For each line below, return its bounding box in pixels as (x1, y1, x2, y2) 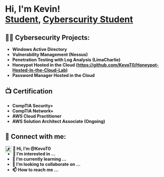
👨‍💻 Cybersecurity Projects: (5, 33, 90, 42)
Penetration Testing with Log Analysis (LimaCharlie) (12, 57, 121, 62)
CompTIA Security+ (12, 102, 54, 108)
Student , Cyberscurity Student (5, 14, 133, 25)
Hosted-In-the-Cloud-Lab (12, 67, 66, 73)
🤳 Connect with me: (5, 132, 66, 141)
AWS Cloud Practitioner (12, 113, 62, 119)
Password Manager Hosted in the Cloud (12, 73, 95, 78)
